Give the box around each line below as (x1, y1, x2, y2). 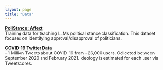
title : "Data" (5, 12, 34, 17)
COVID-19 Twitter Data (5, 45, 52, 51)
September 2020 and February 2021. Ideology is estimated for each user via (5, 55, 159, 61)
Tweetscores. (5, 60, 33, 66)
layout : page (5, 7, 32, 12)
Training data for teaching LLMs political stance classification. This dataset (5, 30, 156, 36)
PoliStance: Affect (5, 25, 43, 31)
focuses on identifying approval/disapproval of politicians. (5, 35, 122, 41)
